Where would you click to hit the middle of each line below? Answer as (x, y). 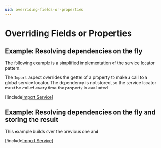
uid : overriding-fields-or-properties (44, 9)
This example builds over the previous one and (52, 132)
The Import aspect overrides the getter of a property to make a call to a (76, 77)
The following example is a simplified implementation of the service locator (80, 63)
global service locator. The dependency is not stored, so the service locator (81, 82)
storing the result (32, 120)
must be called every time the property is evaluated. (57, 88)
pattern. (13, 68)
